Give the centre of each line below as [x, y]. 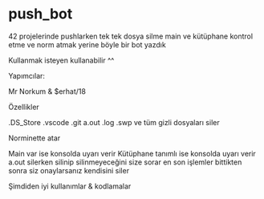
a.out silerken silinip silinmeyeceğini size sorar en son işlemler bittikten [125, 162]
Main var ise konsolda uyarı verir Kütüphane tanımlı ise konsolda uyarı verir [132, 153]
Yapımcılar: [27, 75]
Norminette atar [35, 138]
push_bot [41, 14]
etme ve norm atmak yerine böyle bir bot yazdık [87, 44]
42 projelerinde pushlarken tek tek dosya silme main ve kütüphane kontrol [131, 36]
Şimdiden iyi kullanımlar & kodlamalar [70, 186]
